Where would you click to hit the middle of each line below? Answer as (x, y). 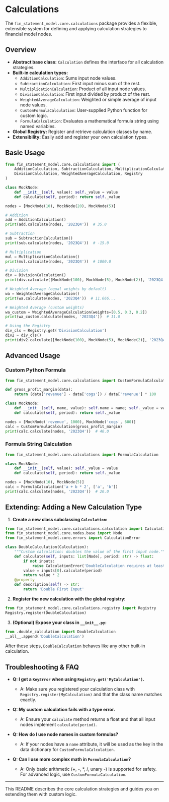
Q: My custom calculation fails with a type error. (64, 710)
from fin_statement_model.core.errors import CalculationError (73, 538)
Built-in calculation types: (40, 73)
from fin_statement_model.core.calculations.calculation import (74, 529)
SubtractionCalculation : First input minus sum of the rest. (80, 83)
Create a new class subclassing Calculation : (60, 519)
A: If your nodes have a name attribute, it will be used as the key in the (92, 744)
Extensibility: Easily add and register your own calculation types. (80, 137)
